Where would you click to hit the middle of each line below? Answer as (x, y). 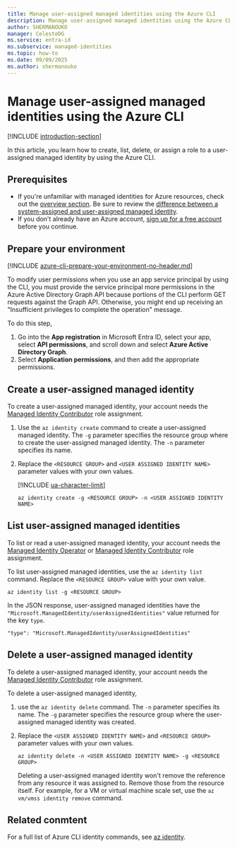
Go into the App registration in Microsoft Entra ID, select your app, (114, 337)
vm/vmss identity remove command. (70, 798)
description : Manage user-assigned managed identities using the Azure (115, 21)
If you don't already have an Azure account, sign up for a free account (120, 219)
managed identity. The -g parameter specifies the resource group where (123, 435)
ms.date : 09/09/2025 (38, 60)
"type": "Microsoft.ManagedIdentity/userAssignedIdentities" (99, 633)
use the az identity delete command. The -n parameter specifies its (119, 707)
